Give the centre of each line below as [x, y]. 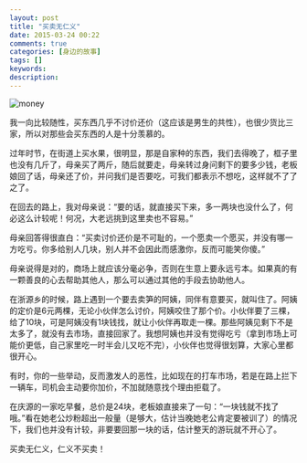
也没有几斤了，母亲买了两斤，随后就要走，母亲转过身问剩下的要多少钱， [145, 164]
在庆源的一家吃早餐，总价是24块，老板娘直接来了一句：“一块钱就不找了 [144, 406]
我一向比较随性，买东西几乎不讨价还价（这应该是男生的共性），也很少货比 [148, 122]
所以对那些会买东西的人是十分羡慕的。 [97, 133]
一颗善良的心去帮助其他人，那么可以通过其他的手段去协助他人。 [129, 279]
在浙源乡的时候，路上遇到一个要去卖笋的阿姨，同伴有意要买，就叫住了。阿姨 [153, 299]
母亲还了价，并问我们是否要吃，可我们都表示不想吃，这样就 [161, 175]
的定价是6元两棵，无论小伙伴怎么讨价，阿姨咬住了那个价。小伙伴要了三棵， [152, 310]
